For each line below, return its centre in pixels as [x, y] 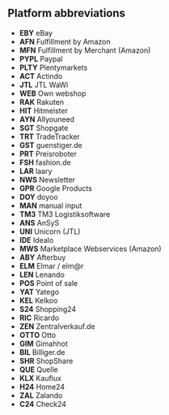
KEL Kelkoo [38, 300]
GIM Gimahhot [43, 344]
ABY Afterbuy [42, 257]
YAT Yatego [39, 292]
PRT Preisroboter [48, 153]
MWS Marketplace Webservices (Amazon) [91, 249]
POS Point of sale [49, 283]
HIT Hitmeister [43, 110]
